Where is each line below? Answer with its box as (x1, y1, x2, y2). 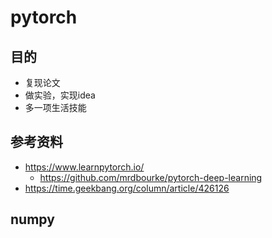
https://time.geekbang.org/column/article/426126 (24, 182, 230, 194)
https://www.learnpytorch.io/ (24, 161, 145, 173)
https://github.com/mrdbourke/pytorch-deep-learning (39, 171, 263, 183)
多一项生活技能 (24, 102, 87, 113)
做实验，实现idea (24, 89, 96, 101)
